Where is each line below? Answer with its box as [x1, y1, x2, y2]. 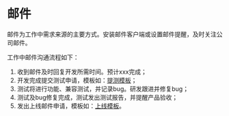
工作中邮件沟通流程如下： [7, 53, 79, 61]
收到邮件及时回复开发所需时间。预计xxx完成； [16, 68, 147, 76]
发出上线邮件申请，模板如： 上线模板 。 [16, 102, 125, 110]
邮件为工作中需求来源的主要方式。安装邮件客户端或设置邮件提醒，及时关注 [7, 30, 217, 38]
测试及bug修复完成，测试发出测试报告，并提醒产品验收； [16, 93, 178, 101]
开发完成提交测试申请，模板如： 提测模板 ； [16, 76, 137, 84]
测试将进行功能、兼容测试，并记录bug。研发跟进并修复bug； [16, 85, 189, 93]
